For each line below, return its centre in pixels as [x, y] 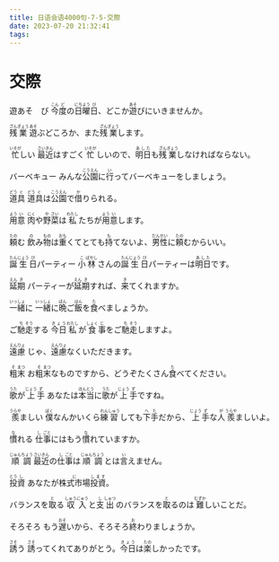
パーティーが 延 [54, 286]
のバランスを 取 [143, 505]
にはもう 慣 [70, 439]
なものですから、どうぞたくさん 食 [113, 373]
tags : [19, 34]
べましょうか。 [125, 308]
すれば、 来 [109, 286]
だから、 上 [180, 417]
